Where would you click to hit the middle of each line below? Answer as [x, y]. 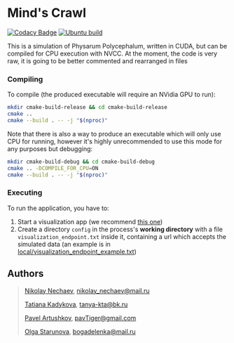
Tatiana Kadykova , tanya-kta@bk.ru [76, 304]
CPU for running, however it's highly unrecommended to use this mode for [115, 141]
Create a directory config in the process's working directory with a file [120, 229]
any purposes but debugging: [50, 148]
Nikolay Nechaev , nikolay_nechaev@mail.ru [87, 290]
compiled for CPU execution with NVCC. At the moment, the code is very [112, 53]
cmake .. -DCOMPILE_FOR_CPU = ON [53, 168]
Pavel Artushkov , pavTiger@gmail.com [80, 318]
